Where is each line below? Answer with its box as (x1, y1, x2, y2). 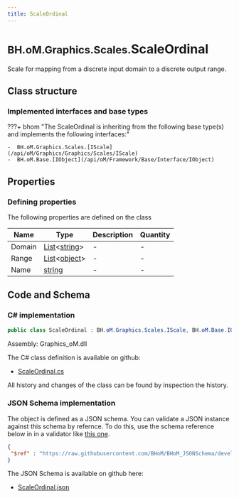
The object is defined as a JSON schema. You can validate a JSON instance (7, 414, 230, 423)
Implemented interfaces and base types (7, 106, 148, 116)
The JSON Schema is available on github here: (7, 470, 144, 478)
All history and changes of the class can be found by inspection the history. (7, 381, 229, 389)
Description (92, 229, 134, 239)
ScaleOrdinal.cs (17, 367, 64, 375)
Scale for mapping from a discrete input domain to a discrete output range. (7, 65, 227, 73)
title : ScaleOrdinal (7, 10, 69, 18)
